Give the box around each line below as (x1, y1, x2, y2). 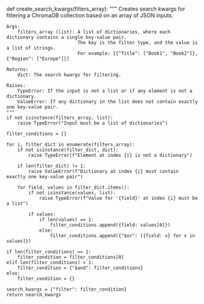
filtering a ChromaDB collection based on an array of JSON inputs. (6, 12, 173, 19)
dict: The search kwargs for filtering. (17, 72, 122, 78)
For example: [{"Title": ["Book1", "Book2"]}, (77, 50, 199, 56)
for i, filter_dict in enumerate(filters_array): (6, 142, 136, 148)
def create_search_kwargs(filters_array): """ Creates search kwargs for (6, 6, 185, 12)
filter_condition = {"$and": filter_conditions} (17, 265, 144, 271)
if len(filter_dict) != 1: (17, 163, 86, 169)
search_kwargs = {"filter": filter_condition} (6, 286, 127, 292)
